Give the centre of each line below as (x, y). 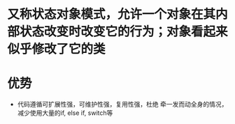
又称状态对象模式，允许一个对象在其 (112, 14)
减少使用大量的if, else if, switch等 (65, 113)
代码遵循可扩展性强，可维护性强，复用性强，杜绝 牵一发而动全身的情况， (122, 104)
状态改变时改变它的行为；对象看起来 (124, 32)
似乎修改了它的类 (57, 49)
